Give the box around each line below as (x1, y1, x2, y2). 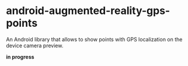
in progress (6, 53, 34, 60)
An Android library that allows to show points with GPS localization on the (6, 36, 183, 43)
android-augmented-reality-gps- (6, 4, 170, 18)
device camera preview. (6, 42, 64, 49)
